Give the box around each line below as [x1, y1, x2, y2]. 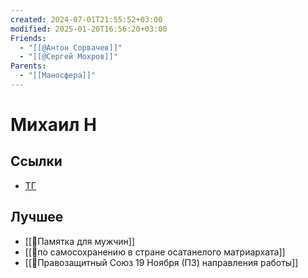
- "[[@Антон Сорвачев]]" [19, 42, 123, 53]
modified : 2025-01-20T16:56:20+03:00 [10, 24, 168, 34]
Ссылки [10, 153, 63, 170]
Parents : [10, 61, 47, 71]
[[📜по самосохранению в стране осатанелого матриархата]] [24, 246, 286, 258]
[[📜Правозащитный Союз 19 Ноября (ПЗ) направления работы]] [24, 256, 299, 268]
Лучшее [10, 209, 64, 226]
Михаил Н [10, 114, 97, 136]
